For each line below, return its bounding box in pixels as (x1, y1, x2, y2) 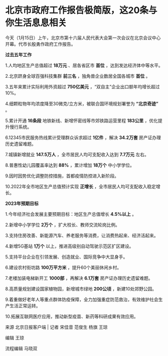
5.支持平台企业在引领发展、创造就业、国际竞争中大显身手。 (5, 254, 128, 260)
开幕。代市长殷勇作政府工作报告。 (5, 41, 76, 47)
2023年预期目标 (5, 200, 39, 206)
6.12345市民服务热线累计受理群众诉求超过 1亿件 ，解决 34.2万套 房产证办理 (5, 134, 161, 141)
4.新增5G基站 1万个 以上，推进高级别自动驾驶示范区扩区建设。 (5, 243, 134, 249)
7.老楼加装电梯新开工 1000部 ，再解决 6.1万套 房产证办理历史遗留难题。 (5, 275, 153, 281)
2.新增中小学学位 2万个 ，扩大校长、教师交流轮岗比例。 (5, 221, 120, 227)
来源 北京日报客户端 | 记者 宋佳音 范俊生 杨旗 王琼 (5, 324, 108, 330)
